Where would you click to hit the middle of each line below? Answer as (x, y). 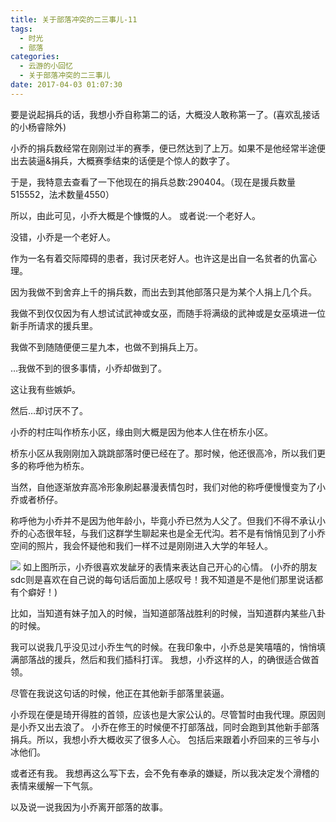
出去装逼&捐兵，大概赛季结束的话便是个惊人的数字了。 (123, 160)
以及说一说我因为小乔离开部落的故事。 (89, 807)
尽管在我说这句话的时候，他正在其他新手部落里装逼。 (120, 693)
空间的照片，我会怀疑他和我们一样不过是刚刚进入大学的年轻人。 (141, 545)
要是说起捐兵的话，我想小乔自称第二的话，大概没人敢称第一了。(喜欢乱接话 (165, 114)
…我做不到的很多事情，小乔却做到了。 (89, 368)
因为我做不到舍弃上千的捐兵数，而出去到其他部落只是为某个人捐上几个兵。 (163, 292)
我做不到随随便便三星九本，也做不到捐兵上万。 (106, 347)
